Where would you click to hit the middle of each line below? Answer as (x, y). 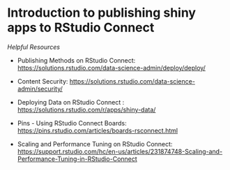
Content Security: (43, 81)
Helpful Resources (34, 47)
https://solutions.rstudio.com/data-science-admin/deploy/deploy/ (111, 68)
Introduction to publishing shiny (102, 13)
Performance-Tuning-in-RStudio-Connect (77, 159)
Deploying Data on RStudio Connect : (71, 102)
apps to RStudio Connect (81, 28)
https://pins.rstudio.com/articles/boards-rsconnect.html (98, 130)
